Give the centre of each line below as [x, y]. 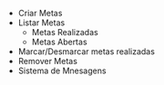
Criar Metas [40, 13]
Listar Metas [41, 23]
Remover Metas [47, 61]
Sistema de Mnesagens [62, 71]
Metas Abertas [60, 42]
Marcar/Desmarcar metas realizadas [86, 52]
